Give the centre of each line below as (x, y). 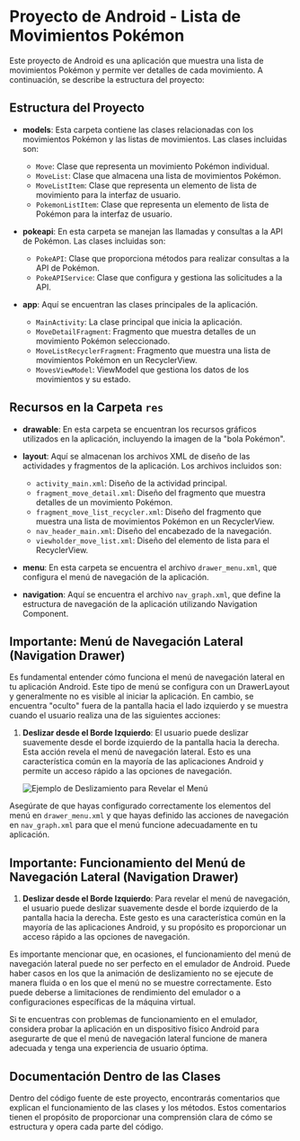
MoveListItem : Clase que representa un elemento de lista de (146, 185)
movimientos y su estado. (83, 379)
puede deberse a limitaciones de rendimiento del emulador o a (125, 993)
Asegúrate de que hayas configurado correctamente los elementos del (140, 806)
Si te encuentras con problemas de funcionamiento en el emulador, (133, 1020)
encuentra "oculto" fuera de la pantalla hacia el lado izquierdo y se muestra (149, 706)
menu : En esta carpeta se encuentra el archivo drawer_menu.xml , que (150, 567)
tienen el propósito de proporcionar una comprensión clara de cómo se (141, 1117)
